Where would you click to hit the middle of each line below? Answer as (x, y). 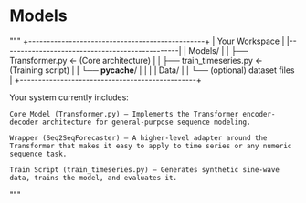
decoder (24, 122)
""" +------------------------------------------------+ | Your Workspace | (147, 41)
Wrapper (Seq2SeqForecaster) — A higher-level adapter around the (138, 137)
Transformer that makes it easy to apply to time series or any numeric (151, 146)
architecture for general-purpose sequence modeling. (147, 122)
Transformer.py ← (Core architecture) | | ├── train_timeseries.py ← (136, 60)
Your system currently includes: (69, 97)
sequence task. (38, 154)
